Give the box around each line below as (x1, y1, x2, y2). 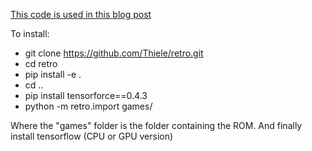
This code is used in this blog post (10, 9, 152, 20)
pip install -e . (24, 69, 82, 80)
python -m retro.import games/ (24, 100, 153, 112)
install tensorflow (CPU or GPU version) (10, 130, 174, 142)
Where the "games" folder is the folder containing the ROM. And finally (10, 120, 303, 131)
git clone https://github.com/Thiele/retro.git (24, 47, 204, 59)
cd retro (24, 58, 58, 69)
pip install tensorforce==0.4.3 (24, 90, 148, 101)
